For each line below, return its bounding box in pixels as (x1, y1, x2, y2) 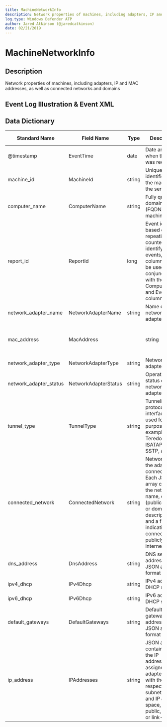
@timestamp (7, 152, 37, 159)
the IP (145, 652, 159, 659)
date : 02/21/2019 (5, 26, 41, 31)
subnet (145, 689, 162, 696)
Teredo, (145, 435, 164, 442)
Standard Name (16, 135, 55, 142)
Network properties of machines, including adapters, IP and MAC (5, 80, 139, 86)
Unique (145, 167, 163, 174)
